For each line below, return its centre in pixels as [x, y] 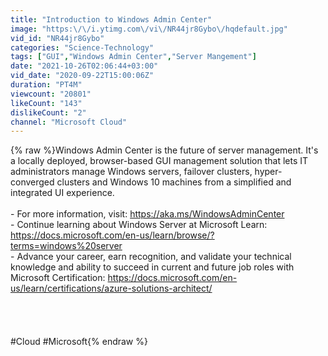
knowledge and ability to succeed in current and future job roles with [152, 267]
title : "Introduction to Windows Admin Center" [111, 19]
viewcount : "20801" [51, 94]
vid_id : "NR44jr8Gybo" [57, 38]
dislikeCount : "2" [48, 112]
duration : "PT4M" [46, 85]
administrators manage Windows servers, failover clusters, [131, 172]
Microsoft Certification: [58, 278]
